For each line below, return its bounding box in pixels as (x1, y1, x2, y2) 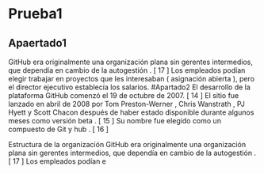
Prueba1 (8, 5, 63, 23)
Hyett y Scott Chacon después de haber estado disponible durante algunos (8, 108, 254, 117)
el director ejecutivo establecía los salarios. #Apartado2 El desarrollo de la (8, 82, 251, 92)
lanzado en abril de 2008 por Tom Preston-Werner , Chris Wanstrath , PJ (8, 100, 246, 108)
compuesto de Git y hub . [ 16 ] (8, 124, 109, 134)
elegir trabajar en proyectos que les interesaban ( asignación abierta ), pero (8, 74, 255, 83)
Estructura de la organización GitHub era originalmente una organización (8, 140, 247, 149)
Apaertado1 (8, 36, 67, 50)
